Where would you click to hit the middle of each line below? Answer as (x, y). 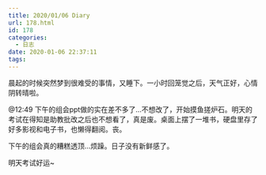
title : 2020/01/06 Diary (49, 15)
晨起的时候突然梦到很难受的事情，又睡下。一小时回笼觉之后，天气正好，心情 (133, 83)
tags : (17, 60)
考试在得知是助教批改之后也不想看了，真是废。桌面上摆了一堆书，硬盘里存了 (133, 119)
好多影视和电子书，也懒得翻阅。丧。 (67, 129)
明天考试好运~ (32, 162)
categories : (28, 37)
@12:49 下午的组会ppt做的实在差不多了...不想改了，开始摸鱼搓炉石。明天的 (131, 109)
